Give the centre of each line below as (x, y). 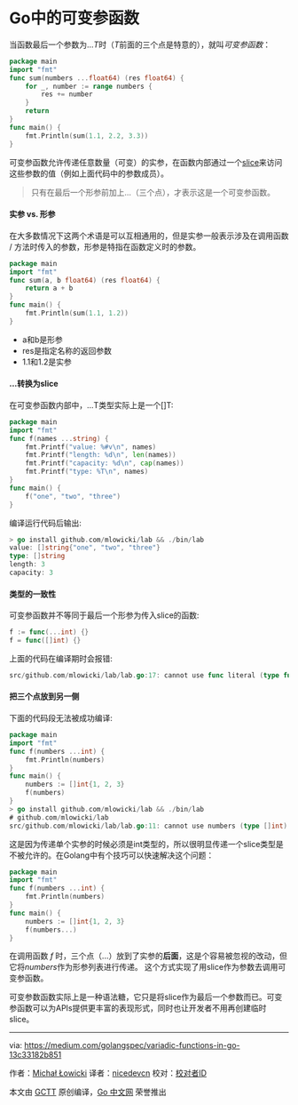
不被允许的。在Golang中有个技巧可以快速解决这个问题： (112, 855)
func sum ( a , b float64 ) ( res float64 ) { (85, 280)
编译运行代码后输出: (46, 523)
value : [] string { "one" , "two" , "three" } (85, 548)
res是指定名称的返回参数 (67, 350)
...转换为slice (34, 384)
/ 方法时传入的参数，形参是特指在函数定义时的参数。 (105, 246)
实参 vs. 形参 (32, 214)
